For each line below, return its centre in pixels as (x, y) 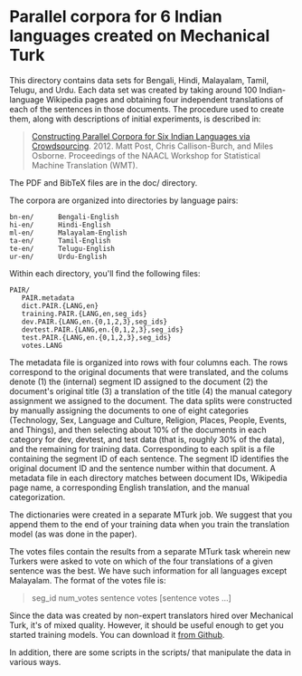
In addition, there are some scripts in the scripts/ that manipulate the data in (151, 652)
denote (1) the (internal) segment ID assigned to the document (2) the (139, 381)
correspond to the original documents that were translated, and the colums (149, 372)
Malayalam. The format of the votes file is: (88, 580)
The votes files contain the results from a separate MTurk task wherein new (150, 551)
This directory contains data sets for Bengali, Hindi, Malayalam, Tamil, (139, 80)
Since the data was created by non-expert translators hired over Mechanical (151, 615)
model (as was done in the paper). (73, 534)
